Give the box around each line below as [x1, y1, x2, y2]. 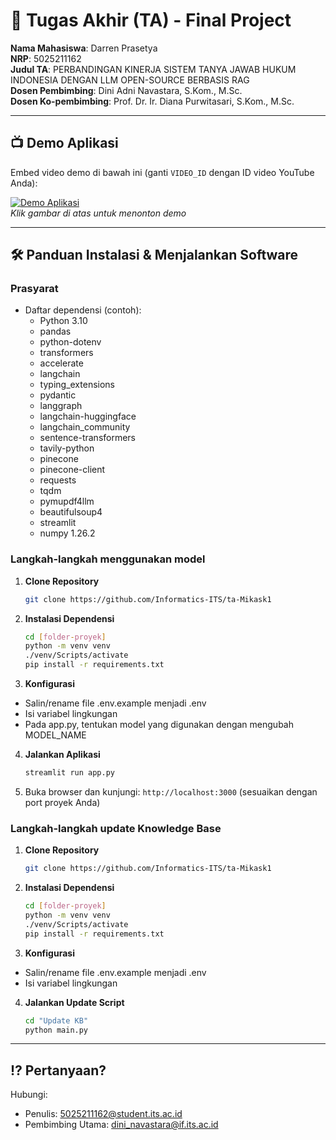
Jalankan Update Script [24, 996, 125, 1008]
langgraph [39, 400, 83, 412]
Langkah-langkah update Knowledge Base [10, 821, 222, 835]
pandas [39, 325, 72, 338]
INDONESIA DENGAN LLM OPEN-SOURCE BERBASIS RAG [10, 74, 250, 86]
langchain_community [39, 421, 131, 433]
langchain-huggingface [39, 410, 137, 423]
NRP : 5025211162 [10, 52, 82, 64]
